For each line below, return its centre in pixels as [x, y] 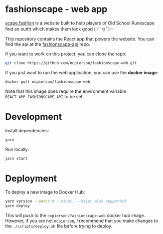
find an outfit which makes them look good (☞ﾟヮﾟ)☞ [59, 29]
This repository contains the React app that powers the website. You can [80, 39]
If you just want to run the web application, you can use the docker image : [82, 72]
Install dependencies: [27, 130]
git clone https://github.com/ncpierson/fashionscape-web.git [71, 63]
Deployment [31, 178]
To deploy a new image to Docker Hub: [45, 192]
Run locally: [17, 149]
